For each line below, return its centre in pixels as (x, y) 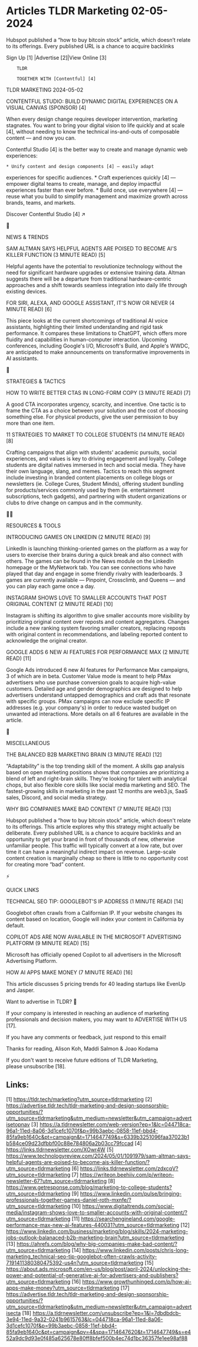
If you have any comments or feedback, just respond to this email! (86, 1037)
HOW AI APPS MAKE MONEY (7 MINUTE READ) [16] (70, 972)
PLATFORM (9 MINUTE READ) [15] (48, 943)
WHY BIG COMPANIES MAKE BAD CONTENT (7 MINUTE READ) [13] (89, 808)
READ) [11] (19, 658)
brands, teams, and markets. (41, 202)
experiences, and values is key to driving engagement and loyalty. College (96, 458)
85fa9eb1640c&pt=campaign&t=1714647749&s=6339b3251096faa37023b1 (98, 1137)
